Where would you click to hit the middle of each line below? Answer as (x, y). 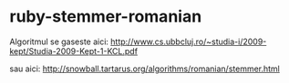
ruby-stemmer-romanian (106, 17)
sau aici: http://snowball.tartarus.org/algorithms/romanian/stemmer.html (145, 69)
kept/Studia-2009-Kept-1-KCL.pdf (74, 51)
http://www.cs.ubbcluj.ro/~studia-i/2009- (189, 41)
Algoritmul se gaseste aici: (59, 41)
